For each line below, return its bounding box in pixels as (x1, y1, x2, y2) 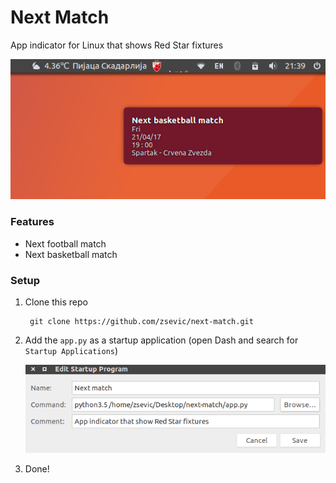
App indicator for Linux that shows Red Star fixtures (10, 39, 224, 51)
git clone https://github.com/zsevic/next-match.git (29, 317, 254, 327)
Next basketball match (24, 248, 118, 260)
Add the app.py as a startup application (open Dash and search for (24, 334, 299, 346)
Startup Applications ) (24, 345, 119, 357)
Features (10, 215, 55, 229)
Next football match (24, 237, 107, 250)
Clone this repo (24, 296, 88, 308)
